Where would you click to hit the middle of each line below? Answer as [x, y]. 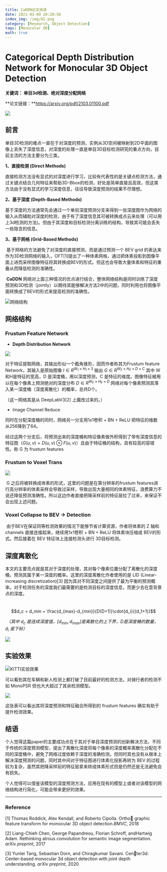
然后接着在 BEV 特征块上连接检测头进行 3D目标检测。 [68, 539]
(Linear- [149, 575]
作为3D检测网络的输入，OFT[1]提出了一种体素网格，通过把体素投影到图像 [80, 256]
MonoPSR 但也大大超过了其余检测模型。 [52, 686]
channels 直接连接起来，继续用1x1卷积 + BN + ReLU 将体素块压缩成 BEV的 [81, 533]
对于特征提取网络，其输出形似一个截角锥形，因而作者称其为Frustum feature [83, 364]
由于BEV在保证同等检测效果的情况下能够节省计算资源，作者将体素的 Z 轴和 [83, 526]
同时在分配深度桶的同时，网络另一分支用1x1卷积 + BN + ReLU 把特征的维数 [82, 420]
